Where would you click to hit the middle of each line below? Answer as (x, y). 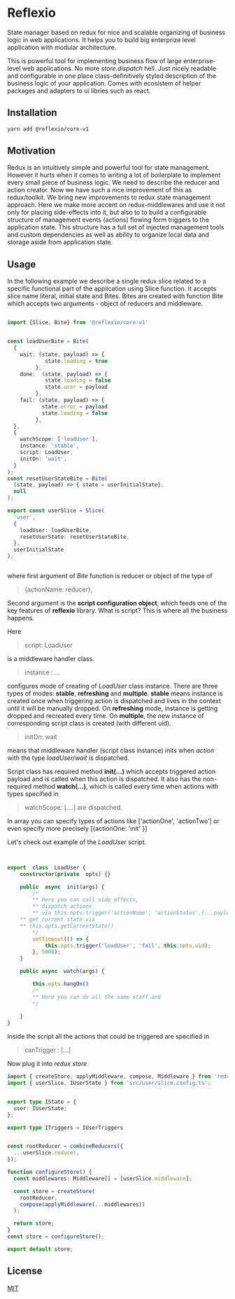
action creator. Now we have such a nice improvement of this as (100, 190)
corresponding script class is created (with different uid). (89, 723)
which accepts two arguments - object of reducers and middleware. (105, 304)
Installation (32, 113)
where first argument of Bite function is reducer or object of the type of (110, 576)
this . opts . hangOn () (61, 984)
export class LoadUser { (47, 867)
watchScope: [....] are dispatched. (73, 807)
